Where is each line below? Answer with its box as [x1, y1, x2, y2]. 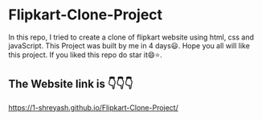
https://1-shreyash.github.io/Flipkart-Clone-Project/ [8, 102, 178, 112]
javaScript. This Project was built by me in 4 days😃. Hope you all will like [8, 40, 251, 50]
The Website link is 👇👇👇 [8, 77, 133, 91]
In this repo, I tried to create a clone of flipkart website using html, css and [8, 32, 255, 42]
